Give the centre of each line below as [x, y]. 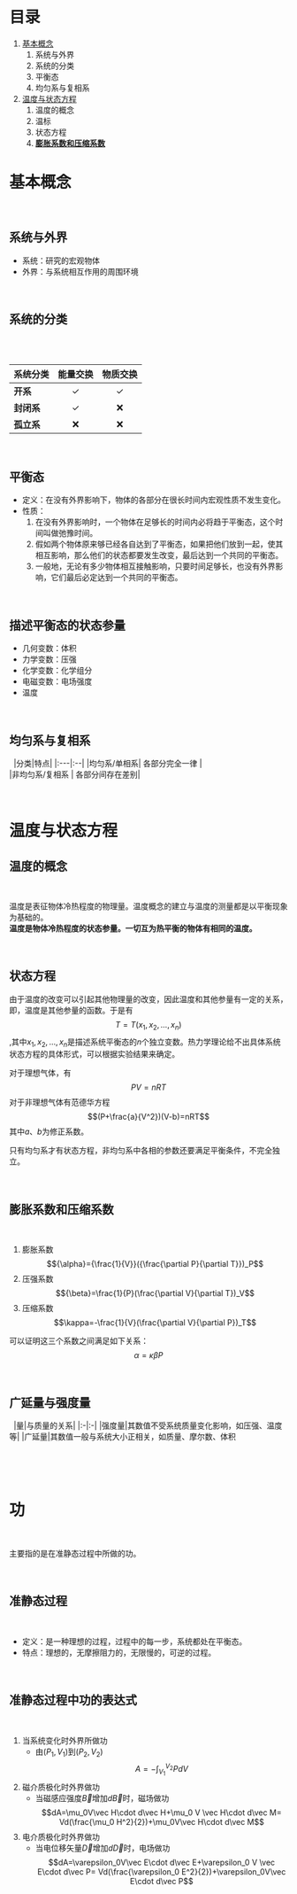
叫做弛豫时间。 [70, 533]
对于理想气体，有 [40, 1073]
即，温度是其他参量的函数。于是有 [71, 1010]
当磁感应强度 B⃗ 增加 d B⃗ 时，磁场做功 [102, 1798]
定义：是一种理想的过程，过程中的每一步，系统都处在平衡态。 [134, 1641]
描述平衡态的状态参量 [67, 625]
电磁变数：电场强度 [57, 681]
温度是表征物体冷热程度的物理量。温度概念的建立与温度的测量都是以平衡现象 [148, 906]
